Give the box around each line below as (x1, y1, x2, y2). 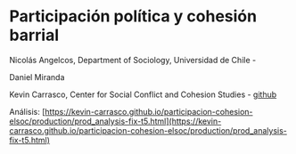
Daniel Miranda (9, 71, 65, 82)
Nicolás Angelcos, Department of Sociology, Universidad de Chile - (9, 54, 257, 65)
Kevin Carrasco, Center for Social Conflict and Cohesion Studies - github (9, 89, 277, 100)
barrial (9, 25, 60, 45)
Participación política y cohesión (9, 6, 257, 27)
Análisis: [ (9, 106, 45, 117)
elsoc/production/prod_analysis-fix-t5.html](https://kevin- (9, 116, 222, 126)
